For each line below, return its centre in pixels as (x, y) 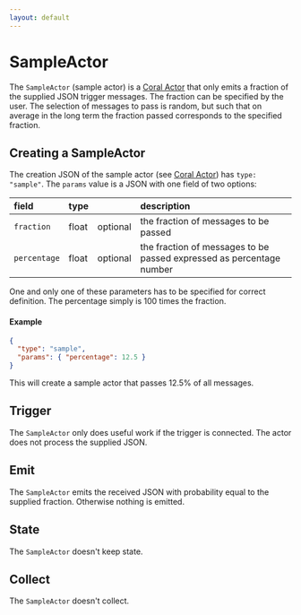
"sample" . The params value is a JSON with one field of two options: (133, 184)
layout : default (39, 17)
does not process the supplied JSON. (78, 442)
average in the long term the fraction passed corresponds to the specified (146, 115)
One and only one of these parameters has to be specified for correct (138, 291)
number (156, 270)
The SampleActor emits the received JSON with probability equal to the (139, 492)
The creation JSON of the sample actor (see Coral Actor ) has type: (133, 175)
